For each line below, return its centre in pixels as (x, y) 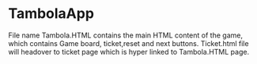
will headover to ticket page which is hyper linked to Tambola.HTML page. (129, 52)
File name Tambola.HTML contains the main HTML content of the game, (126, 35)
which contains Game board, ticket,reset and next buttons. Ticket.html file (128, 43)
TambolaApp (51, 14)
